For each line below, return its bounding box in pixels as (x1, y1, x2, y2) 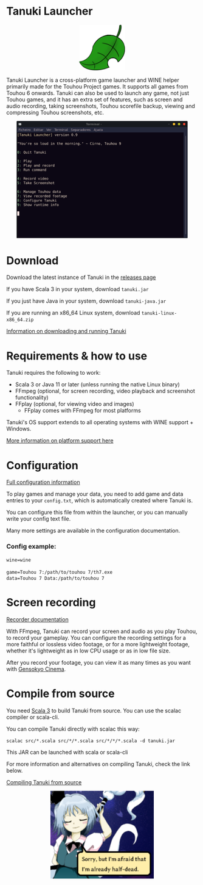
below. (6, 767, 23, 774)
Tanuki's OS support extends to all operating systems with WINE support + (6, 419, 194, 426)
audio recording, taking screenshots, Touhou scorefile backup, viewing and (6, 103, 196, 110)
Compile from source (6, 687, 115, 700)
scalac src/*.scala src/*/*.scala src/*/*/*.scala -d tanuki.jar (6, 737, 175, 744)
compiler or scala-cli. (6, 713, 60, 721)
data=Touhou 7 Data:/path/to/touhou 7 (6, 575, 105, 581)
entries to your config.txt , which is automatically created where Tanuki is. (6, 497, 193, 504)
